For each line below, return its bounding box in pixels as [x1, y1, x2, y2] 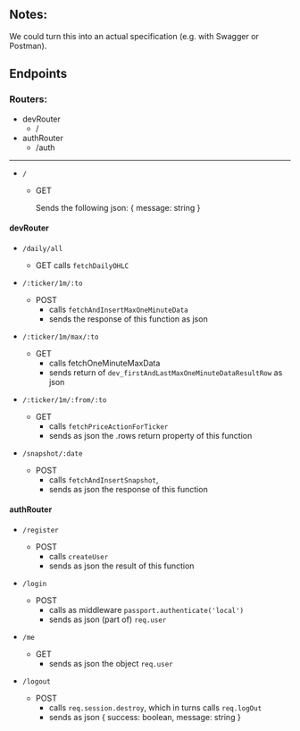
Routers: [9, 93, 47, 105]
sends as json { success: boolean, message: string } [48, 711, 241, 722]
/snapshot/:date [21, 449, 83, 458]
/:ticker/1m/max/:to [21, 332, 99, 341]
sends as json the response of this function [48, 483, 208, 494]
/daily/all [21, 244, 63, 253]
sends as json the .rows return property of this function [48, 430, 253, 441]
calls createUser [48, 550, 109, 561]
